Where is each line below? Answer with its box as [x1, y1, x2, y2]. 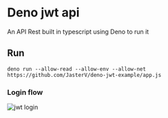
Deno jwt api [7, 5, 80, 21]
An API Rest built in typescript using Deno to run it [7, 27, 149, 36]
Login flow [7, 87, 43, 97]
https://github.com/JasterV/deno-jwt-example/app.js [7, 71, 162, 78]
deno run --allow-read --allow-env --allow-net [7, 65, 147, 73]
